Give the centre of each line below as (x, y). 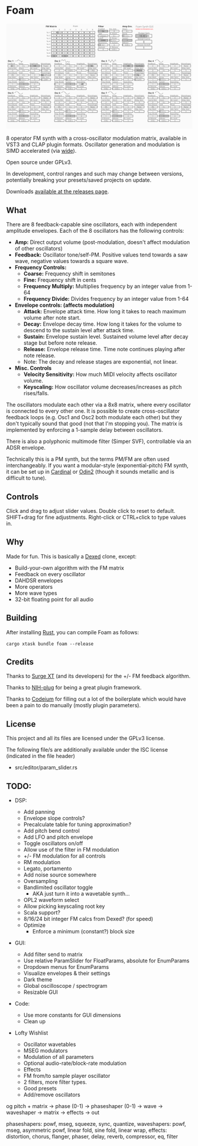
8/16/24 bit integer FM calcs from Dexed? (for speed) (88, 919)
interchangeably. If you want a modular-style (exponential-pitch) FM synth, (98, 466)
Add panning (39, 812)
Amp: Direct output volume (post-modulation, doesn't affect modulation (102, 242)
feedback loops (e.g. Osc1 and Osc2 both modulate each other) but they (94, 418)
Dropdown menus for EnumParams (66, 967)
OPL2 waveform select (51, 900)
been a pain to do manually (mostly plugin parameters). (73, 705)
